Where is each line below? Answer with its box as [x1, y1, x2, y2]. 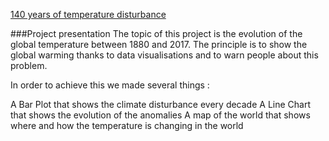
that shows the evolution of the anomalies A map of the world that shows [10, 109, 311, 121]
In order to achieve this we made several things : [10, 79, 210, 91]
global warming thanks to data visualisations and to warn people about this [10, 49, 319, 61]
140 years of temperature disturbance [10, 9, 167, 20]
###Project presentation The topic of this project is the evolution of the [10, 28, 303, 39]
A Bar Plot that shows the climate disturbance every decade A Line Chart [10, 99, 311, 110]
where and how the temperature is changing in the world [10, 120, 244, 131]
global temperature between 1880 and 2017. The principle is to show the [10, 39, 308, 50]
